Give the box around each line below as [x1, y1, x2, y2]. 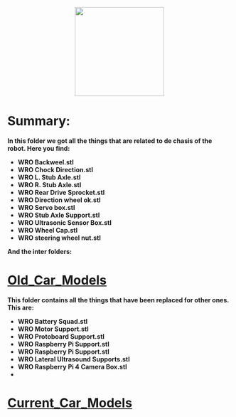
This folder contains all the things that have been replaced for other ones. [7, 295, 230, 304]
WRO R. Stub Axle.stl [17, 180, 82, 189]
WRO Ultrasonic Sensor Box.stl [17, 218, 112, 227]
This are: [7, 303, 34, 312]
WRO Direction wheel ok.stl [17, 196, 101, 204]
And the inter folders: [7, 247, 73, 255]
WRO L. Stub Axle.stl [17, 173, 81, 181]
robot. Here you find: [7, 144, 70, 152]
